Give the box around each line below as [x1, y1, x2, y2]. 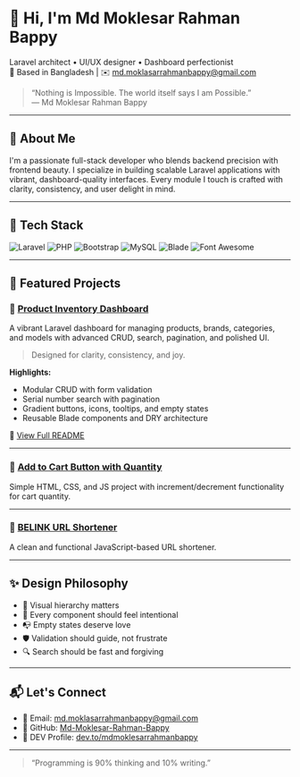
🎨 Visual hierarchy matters [21, 599, 120, 611]
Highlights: [9, 367, 52, 378]
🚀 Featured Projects [9, 275, 121, 291]
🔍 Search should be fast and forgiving [21, 646, 164, 656]
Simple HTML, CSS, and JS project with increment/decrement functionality [9, 481, 285, 492]
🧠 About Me [9, 131, 76, 147]
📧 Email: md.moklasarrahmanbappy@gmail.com [21, 713, 199, 723]
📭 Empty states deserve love [21, 619, 131, 629]
